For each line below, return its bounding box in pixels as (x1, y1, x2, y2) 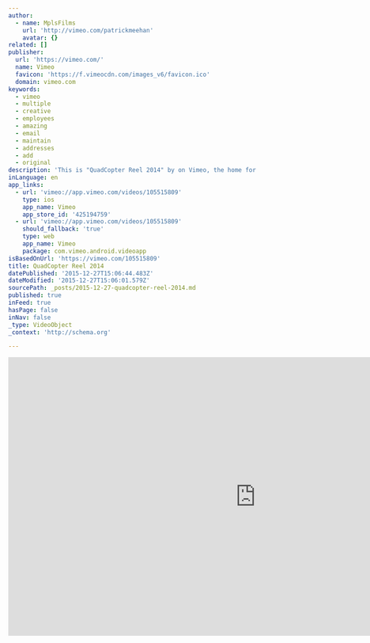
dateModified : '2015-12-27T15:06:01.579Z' (8, 276, 150, 285)
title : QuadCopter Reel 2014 (8, 262, 104, 270)
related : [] (8, 41, 47, 49)
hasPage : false (8, 306, 59, 314)
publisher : (8, 48, 44, 56)
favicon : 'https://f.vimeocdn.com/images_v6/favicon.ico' (15, 70, 211, 78)
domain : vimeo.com (15, 78, 77, 86)
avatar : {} (22, 33, 59, 42)
